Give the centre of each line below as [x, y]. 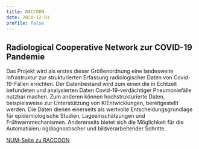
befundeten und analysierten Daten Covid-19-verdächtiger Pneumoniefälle [99, 90]
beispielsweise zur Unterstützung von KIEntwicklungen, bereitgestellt [93, 103]
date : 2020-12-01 [28, 17]
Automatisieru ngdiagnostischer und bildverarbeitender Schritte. [86, 129]
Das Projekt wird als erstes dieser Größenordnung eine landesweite [90, 71]
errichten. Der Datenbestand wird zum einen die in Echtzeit [103, 84]
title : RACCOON [25, 12]
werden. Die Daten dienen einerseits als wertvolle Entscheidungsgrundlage [99, 109]
